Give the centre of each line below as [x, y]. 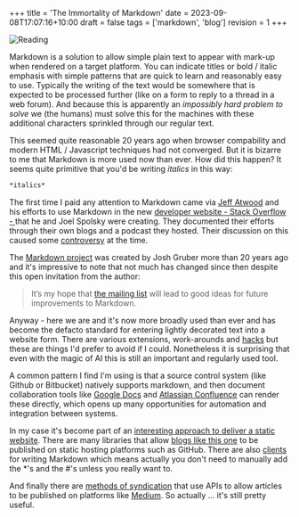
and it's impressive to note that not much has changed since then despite [144, 267]
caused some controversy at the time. [79, 240]
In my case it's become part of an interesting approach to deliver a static [142, 431]
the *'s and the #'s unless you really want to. [91, 468]
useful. [22, 505]
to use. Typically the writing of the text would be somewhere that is [132, 85]
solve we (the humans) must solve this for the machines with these [132, 114]
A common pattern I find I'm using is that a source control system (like [138, 375]
